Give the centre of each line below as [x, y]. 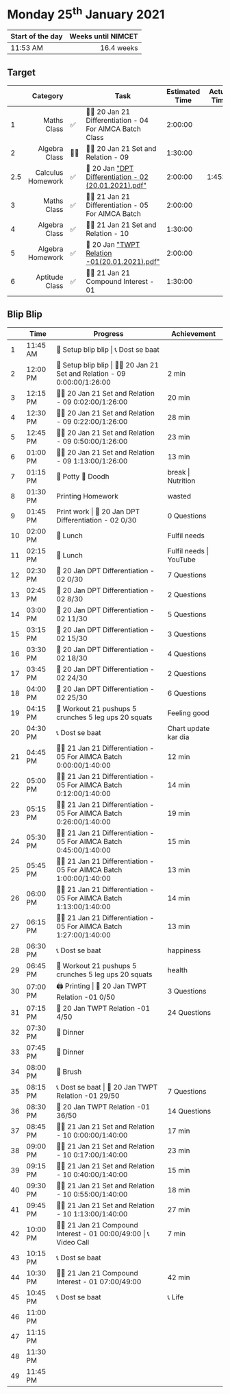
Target [22, 72]
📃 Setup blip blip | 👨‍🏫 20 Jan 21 [108, 365]
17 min [179, 1131]
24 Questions [189, 1012]
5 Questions [187, 614]
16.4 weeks [119, 48]
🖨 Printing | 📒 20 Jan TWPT [102, 986]
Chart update [189, 728]
